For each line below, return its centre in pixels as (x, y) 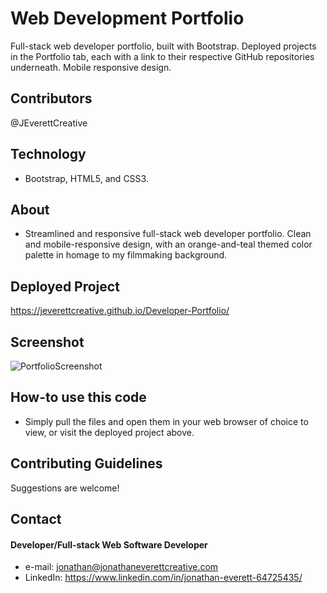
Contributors (51, 98)
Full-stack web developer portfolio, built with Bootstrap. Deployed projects (163, 46)
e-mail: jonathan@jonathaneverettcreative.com (121, 567)
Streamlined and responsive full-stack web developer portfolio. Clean (168, 234)
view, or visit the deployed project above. (109, 432)
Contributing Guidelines (86, 463)
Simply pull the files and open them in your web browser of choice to (166, 421)
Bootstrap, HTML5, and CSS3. (86, 178)
